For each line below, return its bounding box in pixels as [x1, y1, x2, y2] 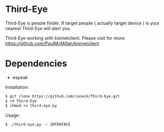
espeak [12, 74, 28, 80]
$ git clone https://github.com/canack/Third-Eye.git [5, 93, 120, 98]
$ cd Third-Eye [5, 98, 37, 103]
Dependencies [5, 58, 67, 69]
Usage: [5, 112, 20, 118]
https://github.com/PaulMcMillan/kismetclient [5, 40, 99, 46]
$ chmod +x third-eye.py [5, 103, 57, 108]
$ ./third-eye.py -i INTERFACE [5, 121, 71, 127]
